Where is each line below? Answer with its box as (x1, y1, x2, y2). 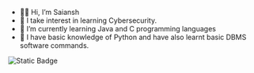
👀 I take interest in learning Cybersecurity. (19, 16, 157, 25)
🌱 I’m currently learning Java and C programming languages (19, 24, 216, 33)
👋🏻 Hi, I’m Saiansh (19, 8, 80, 16)
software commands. (19, 41, 89, 50)
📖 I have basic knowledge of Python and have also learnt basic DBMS (19, 32, 247, 42)
